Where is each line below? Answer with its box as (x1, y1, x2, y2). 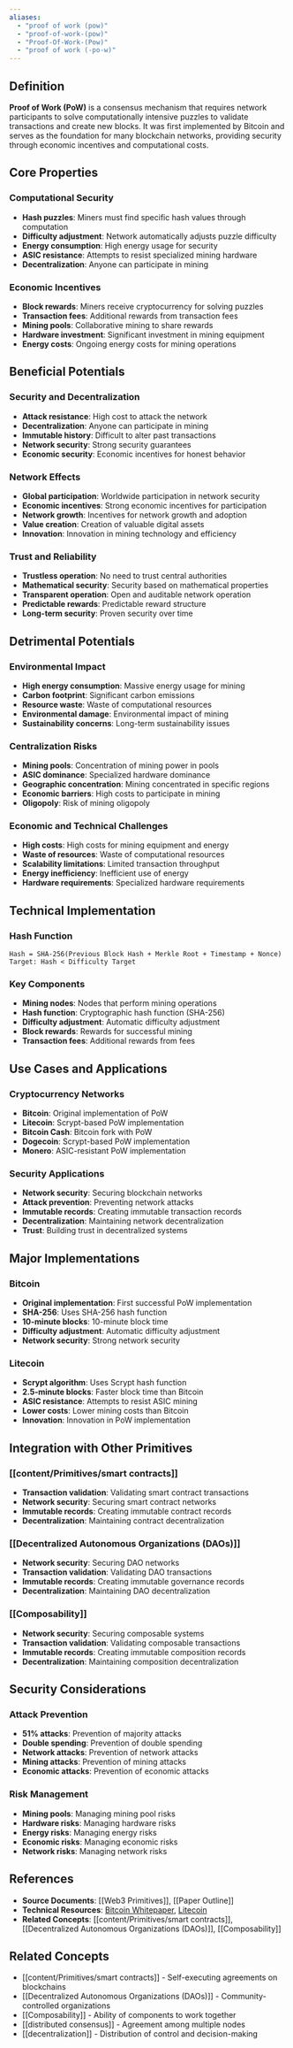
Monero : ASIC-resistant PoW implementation (21, 1146, 187, 1156)
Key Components (9, 978, 86, 991)
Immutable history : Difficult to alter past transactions (21, 430, 216, 441)
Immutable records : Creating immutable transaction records (21, 1207, 243, 1217)
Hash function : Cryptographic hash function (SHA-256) (21, 1008, 225, 1018)
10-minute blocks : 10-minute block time (21, 1316, 169, 1327)
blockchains (21, 1982, 66, 1992)
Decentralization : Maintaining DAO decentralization (21, 1585, 211, 1597)
